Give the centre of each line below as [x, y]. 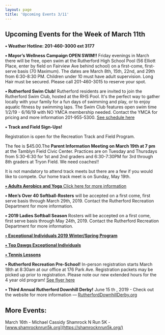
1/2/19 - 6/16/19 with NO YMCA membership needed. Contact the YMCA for [82, 112]
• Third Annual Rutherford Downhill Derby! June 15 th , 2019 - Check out [80, 290]
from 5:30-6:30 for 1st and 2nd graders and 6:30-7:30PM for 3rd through [79, 157]
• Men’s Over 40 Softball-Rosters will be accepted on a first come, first [78, 196]
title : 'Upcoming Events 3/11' [37, 14]
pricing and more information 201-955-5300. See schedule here [70, 117]
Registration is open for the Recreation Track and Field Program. [70, 136]
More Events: [26, 310]
